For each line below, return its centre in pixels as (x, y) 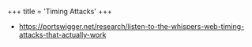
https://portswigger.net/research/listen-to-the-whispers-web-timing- (132, 26)
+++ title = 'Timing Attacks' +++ (60, 11)
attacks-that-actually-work (62, 35)
